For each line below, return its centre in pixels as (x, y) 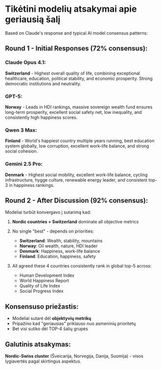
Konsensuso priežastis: (42, 306)
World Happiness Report (44, 281)
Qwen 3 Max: (21, 130)
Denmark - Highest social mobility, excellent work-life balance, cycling (76, 175)
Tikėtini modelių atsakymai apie (71, 9)
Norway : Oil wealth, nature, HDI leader (58, 246)
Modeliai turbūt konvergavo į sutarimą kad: (48, 212)
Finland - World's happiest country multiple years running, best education (80, 141)
